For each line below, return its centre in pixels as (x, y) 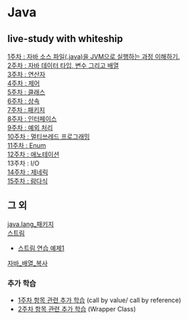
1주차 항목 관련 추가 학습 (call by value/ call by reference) (99, 300)
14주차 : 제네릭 (28, 172)
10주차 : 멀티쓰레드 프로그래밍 (49, 137)
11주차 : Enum (27, 145)
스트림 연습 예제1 (41, 248)
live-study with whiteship (65, 39)
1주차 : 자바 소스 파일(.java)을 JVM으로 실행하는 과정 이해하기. (94, 57)
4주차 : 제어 (24, 83)
